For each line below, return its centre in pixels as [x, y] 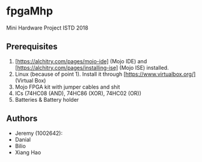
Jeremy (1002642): [39, 133]
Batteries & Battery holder [47, 99]
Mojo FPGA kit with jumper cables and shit [67, 87]
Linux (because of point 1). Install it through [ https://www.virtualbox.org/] [105, 74]
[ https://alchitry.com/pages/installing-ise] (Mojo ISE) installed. [92, 67]
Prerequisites [32, 47]
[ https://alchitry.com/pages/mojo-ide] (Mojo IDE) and [81, 61]
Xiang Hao [28, 152]
